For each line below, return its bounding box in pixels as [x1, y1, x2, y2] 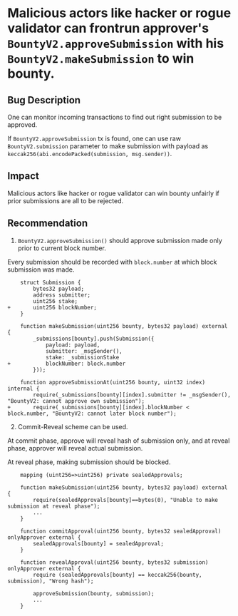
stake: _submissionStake [45, 354, 120, 361]
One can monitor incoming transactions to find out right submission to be [7, 113, 222, 121]
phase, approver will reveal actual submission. [7, 443, 143, 452]
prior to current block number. [17, 244, 107, 252]
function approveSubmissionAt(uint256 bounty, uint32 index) [20, 379, 205, 386]
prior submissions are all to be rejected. [7, 196, 124, 205]
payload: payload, [45, 341, 100, 349]
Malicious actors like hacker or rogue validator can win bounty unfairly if [7, 189, 219, 197]
